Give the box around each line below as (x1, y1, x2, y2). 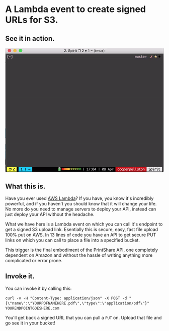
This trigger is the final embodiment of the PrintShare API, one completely (5, 247, 158, 253)
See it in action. (5, 34, 55, 43)
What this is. (5, 182, 46, 190)
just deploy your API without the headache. (5, 211, 95, 217)
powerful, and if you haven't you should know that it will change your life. (5, 200, 157, 206)
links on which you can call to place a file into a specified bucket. (5, 237, 140, 243)
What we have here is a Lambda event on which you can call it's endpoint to (5, 221, 163, 227)
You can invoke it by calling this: (5, 285, 72, 291)
